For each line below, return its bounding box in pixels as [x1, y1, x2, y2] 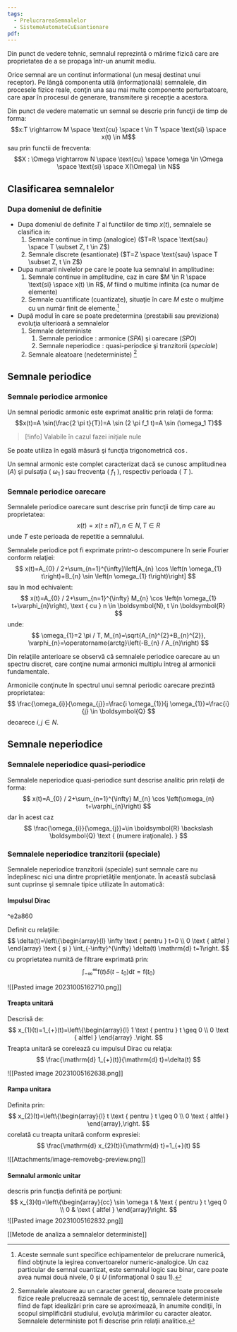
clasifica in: [17, 227, 51, 236]
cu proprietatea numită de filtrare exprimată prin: [7, 955, 150, 964]
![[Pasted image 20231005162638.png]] [7, 1069, 123, 1077]
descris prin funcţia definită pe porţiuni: [7, 1187, 122, 1196]
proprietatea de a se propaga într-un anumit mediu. [7, 57, 157, 66]
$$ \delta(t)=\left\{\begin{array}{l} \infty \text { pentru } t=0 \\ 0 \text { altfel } [7, 936, 230, 945]
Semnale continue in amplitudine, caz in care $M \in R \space [28, 273, 207, 281]
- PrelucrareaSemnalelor [13, 17, 87, 24]
